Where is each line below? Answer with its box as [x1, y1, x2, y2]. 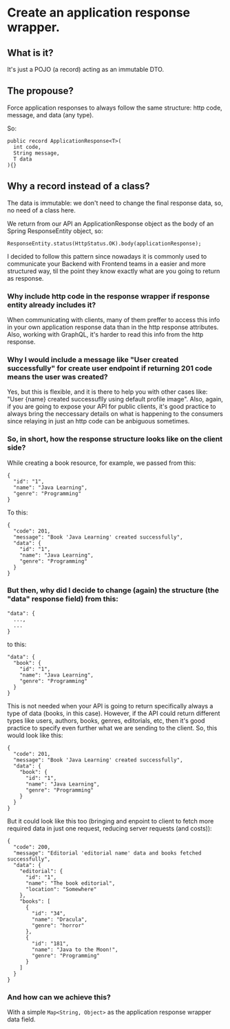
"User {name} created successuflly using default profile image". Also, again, [7, 395, 224, 403]
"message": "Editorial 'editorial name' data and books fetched [13, 850, 202, 857]
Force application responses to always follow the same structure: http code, [7, 103, 222, 112]
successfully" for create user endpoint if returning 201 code [7, 363, 213, 373]
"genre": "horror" [32, 922, 85, 929]
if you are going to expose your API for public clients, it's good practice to [7, 402, 216, 411]
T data [13, 155, 32, 163]
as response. [7, 274, 44, 282]
